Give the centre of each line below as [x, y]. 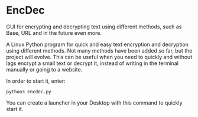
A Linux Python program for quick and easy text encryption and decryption [98, 44]
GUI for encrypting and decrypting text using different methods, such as [94, 27]
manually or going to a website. [44, 69]
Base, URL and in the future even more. [54, 32]
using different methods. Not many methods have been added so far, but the [99, 50]
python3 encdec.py [29, 92]
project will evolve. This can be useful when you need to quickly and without [99, 57]
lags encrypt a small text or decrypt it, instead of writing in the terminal [92, 63]
